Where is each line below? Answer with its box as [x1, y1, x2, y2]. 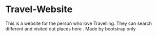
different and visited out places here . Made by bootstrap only [5, 25, 136, 31]
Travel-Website [5, 4, 73, 15]
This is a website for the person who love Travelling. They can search [5, 20, 152, 26]
